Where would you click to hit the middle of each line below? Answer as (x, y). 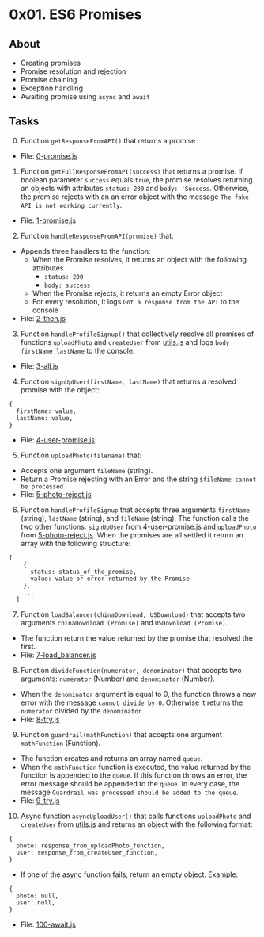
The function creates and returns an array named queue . (111, 758)
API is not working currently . (71, 205)
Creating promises (51, 63)
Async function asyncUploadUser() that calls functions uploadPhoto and (136, 816)
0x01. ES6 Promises (75, 15)
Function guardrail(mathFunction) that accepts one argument (121, 734)
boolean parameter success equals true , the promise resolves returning (136, 179)
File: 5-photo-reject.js (56, 494)
